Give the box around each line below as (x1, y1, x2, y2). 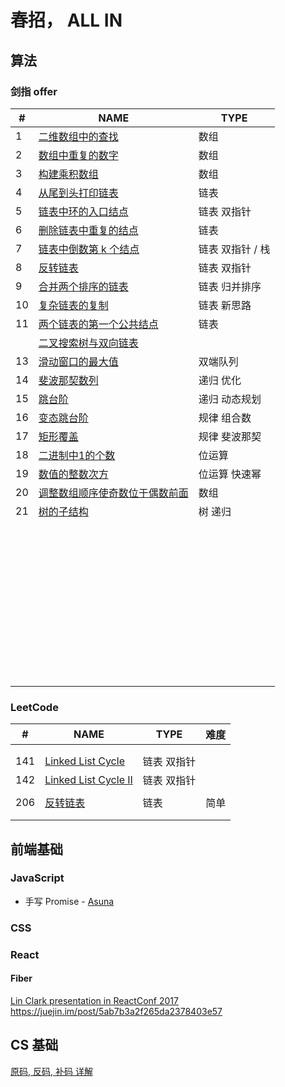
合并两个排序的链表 (38, 279, 129, 293)
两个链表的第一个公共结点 (38, 317, 159, 331)
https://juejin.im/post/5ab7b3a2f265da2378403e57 (10, 1005, 223, 1017)
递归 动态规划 (198, 392, 262, 406)
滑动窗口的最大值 (38, 354, 119, 368)
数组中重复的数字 (38, 148, 119, 162)
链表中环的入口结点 (38, 204, 129, 218)
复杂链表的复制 (38, 298, 109, 312)
